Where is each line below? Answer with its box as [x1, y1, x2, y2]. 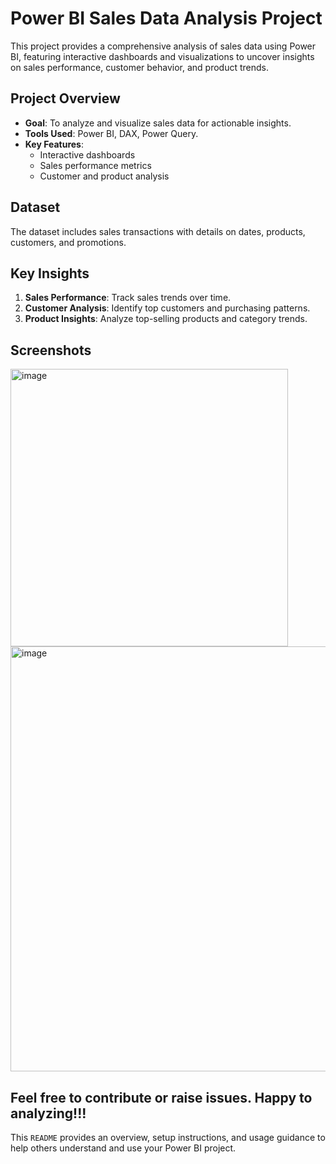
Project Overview [10, 90, 121, 107]
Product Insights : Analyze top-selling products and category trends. [24, 313, 308, 325]
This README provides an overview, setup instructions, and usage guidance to [10, 1132, 326, 1143]
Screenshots [10, 342, 92, 359]
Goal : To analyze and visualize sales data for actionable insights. [24, 117, 292, 129]
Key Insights [10, 265, 90, 282]
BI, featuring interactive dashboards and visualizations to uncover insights [10, 50, 315, 62]
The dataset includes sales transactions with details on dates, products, [10, 225, 306, 237]
